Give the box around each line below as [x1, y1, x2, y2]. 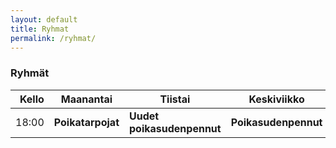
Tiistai [159, 92, 191, 106]
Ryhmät [10, 66, 50, 80]
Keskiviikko [248, 92, 305, 106]
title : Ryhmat [10, 24, 70, 34]
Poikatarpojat [53, 115, 120, 129]
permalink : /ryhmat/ [10, 33, 97, 43]
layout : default [10, 14, 78, 25]
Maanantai [60, 92, 113, 106]
